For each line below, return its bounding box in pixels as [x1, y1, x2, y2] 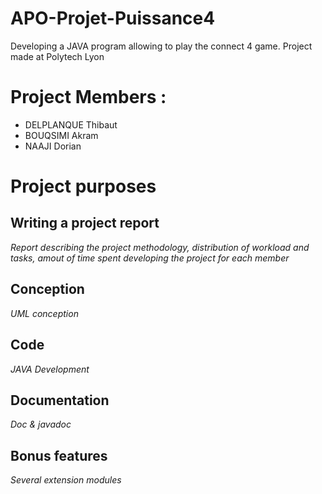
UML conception [10, 307, 79, 319]
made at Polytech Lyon [10, 50, 105, 62]
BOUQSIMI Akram [24, 129, 99, 141]
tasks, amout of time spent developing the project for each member [10, 252, 290, 264]
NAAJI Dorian [24, 140, 82, 152]
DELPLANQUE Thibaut [24, 118, 118, 131]
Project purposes [10, 175, 157, 198]
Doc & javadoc [10, 418, 72, 431]
